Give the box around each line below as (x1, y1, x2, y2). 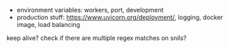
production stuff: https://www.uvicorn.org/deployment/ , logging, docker (16, 13, 224, 21)
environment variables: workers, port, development (16, 6, 164, 14)
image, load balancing (16, 21, 81, 28)
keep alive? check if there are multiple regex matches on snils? (6, 34, 187, 42)
